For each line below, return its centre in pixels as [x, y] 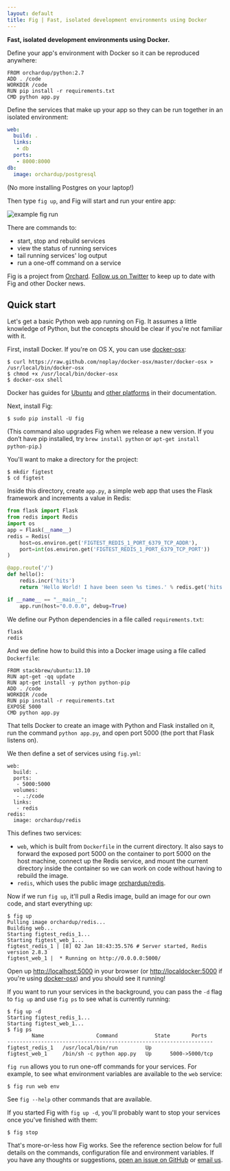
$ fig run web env [33, 1086]
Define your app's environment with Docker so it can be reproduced [103, 53]
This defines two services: [45, 832]
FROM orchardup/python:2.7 [46, 73]
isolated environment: [38, 117]
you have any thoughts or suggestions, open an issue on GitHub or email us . [115, 1159]
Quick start [32, 304]
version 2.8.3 [27, 952]
